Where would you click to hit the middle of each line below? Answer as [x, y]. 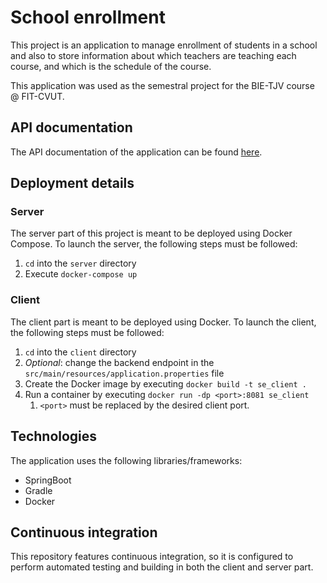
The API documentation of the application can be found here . [136, 152]
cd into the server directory [80, 263]
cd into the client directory [80, 352]
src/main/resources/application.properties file [124, 373]
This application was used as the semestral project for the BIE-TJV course [162, 85]
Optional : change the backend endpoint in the [119, 362]
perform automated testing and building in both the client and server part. [162, 567]
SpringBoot [48, 480]
